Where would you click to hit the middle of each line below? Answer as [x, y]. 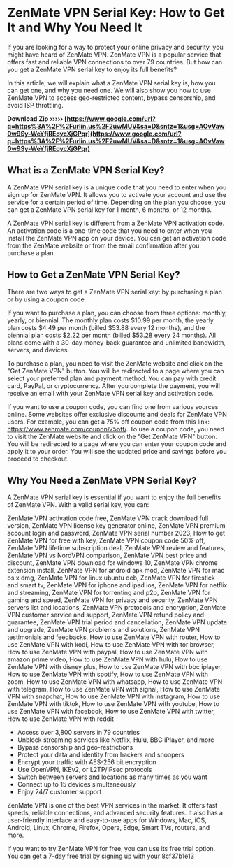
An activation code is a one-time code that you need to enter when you [110, 230]
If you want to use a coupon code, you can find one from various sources [113, 406]
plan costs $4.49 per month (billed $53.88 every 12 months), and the [106, 327]
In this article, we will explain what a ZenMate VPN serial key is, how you [111, 83]
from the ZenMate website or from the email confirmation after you [103, 245]
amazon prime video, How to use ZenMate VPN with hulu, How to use [108, 659]
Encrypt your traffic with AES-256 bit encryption [87, 762]
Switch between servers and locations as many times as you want [112, 777]
